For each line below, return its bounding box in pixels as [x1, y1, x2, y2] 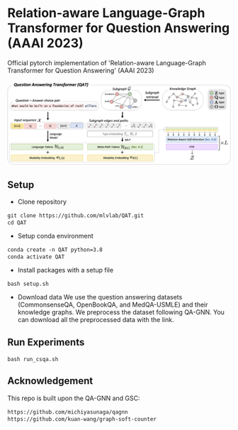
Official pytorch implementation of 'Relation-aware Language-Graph [7, 58, 207, 67]
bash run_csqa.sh [7, 356, 59, 363]
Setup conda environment [17, 232, 93, 241]
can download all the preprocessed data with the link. [17, 316, 174, 324]
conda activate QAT [7, 253, 65, 260]
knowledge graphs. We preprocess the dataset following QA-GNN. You [17, 308, 225, 316]
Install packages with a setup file [17, 266, 114, 275]
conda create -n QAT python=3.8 [7, 246, 103, 253]
